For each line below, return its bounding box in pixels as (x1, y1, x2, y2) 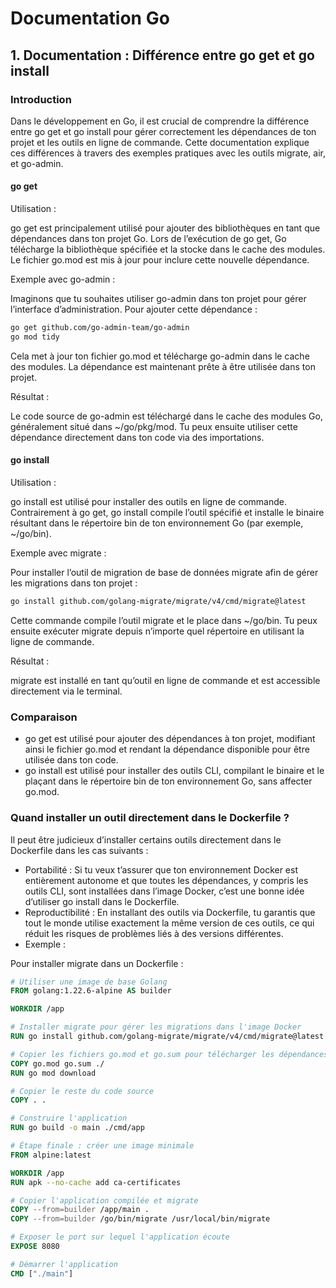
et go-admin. (10, 157, 64, 169)
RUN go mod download (10, 1068, 97, 1078)
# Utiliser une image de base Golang (10, 977, 168, 987)
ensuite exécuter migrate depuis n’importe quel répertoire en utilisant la (10, 625, 305, 637)
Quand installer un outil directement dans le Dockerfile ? (10, 811, 290, 825)
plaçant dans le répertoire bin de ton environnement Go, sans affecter (24, 775, 313, 787)
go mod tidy (10, 332, 60, 342)
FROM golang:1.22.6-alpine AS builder (10, 986, 172, 996)
